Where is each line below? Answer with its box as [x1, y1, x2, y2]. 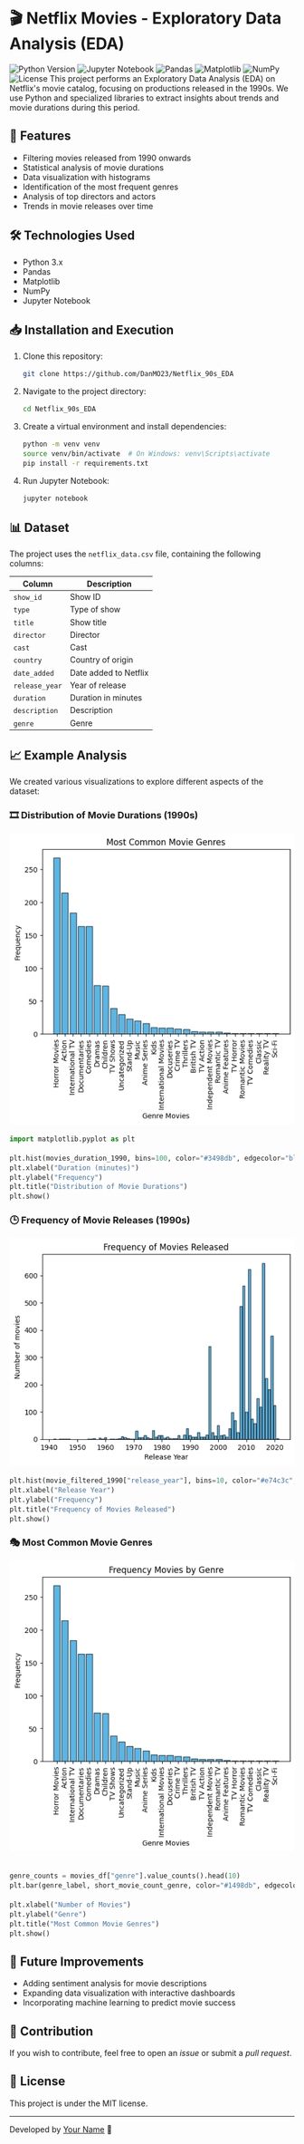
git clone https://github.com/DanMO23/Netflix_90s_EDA [22, 370, 234, 379]
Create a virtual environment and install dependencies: [22, 421, 227, 432]
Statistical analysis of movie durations [22, 161, 165, 173]
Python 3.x [22, 256, 63, 267]
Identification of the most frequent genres [22, 181, 179, 192]
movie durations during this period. [9, 101, 140, 112]
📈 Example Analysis [9, 748, 128, 763]
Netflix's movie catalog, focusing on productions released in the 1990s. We [9, 82, 289, 93]
